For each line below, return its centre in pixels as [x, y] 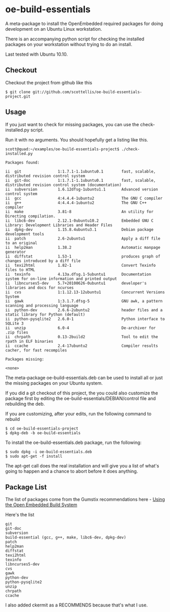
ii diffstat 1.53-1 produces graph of [83, 256]
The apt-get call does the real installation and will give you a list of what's [82, 465]
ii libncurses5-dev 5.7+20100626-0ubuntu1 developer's [76, 283]
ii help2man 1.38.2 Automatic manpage [83, 247]
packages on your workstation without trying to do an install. [69, 44]
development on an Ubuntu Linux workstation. [54, 29]
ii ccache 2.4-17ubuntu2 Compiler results [82, 346]
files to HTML [20, 270]
